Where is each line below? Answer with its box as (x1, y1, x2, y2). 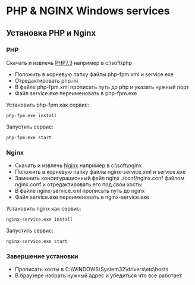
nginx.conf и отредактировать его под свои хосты (14, 181, 142, 188)
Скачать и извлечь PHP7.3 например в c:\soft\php (6, 59, 133, 66)
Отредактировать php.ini (14, 77, 78, 84)
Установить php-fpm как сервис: (6, 101, 90, 108)
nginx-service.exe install (6, 217, 73, 223)
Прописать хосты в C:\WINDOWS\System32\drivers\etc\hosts (14, 266, 169, 273)
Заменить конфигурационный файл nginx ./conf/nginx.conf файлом (14, 174, 185, 182)
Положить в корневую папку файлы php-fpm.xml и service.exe (14, 70, 174, 78)
